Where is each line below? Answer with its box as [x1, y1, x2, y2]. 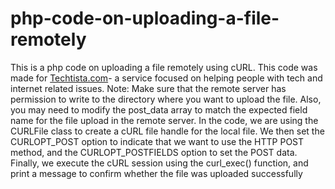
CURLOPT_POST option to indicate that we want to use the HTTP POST [10, 135, 305, 147]
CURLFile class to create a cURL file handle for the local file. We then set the [10, 125, 325, 137]
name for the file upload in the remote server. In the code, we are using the [10, 114, 319, 126]
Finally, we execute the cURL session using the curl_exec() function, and [10, 157, 309, 169]
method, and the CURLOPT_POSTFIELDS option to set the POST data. [10, 146, 298, 158]
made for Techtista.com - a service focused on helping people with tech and [10, 72, 323, 84]
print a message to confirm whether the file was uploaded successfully [10, 167, 303, 179]
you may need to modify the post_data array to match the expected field [10, 103, 308, 116]
